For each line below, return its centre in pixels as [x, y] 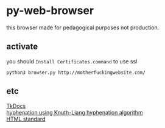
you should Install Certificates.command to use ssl [72, 61]
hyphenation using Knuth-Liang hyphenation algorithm [75, 112]
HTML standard [26, 119]
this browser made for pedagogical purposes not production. [83, 27]
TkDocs [16, 106]
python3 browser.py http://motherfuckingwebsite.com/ [76, 73]
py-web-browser [50, 11]
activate [22, 47]
